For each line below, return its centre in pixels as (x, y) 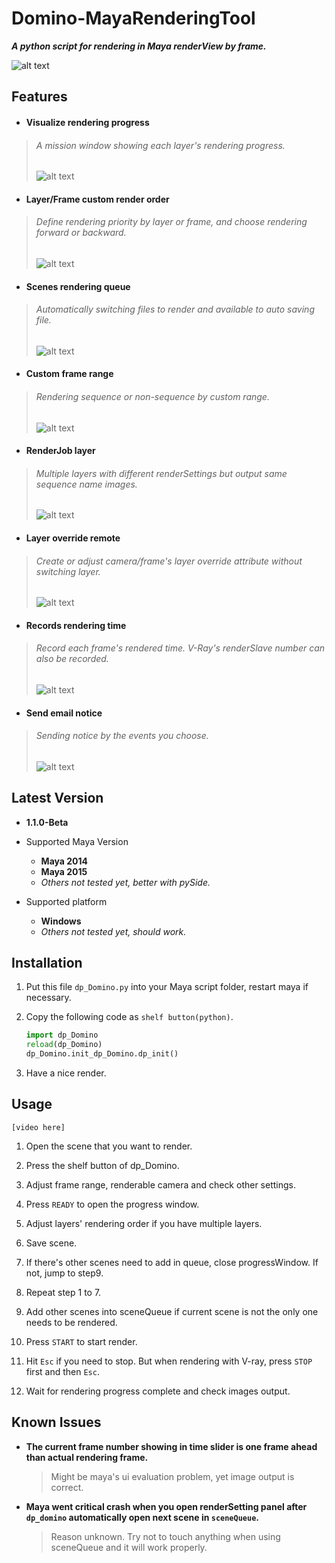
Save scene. (51, 1243)
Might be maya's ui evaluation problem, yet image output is (172, 1476)
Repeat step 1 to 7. (63, 1292)
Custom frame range (69, 374)
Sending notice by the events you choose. (122, 736)
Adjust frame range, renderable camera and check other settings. (161, 1184)
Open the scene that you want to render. (109, 1146)
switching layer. (68, 571)
